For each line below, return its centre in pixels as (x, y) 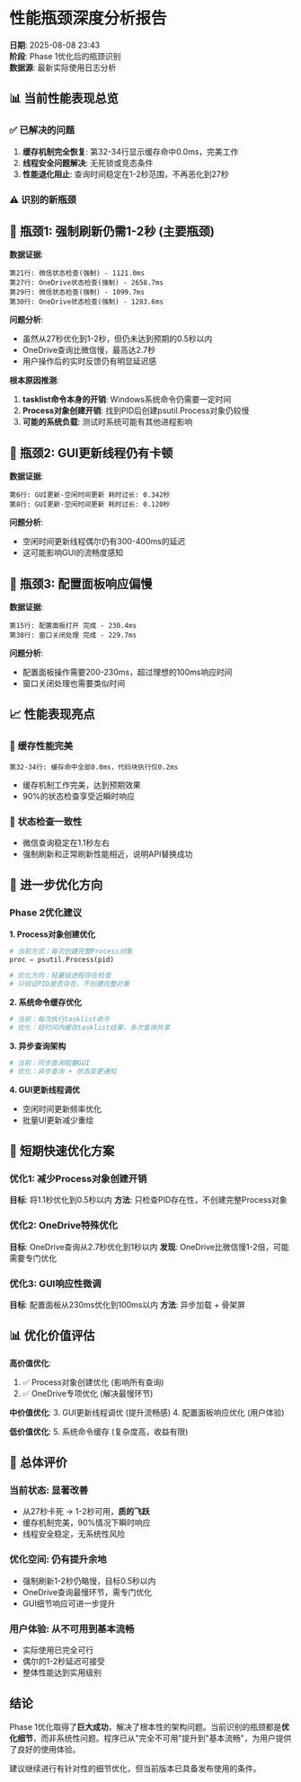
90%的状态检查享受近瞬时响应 (79, 796)
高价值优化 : (31, 1363)
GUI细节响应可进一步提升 (69, 1603)
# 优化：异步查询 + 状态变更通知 (63, 1071)
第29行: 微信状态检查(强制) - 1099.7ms (77, 293)
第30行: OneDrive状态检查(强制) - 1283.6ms (87, 302)
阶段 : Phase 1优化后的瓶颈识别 (65, 56)
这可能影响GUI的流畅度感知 (73, 552)
